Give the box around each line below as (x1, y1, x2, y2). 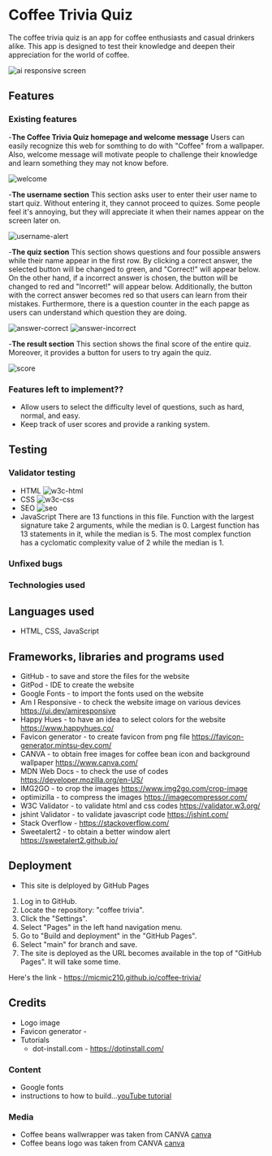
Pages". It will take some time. (19, 957, 121, 967)
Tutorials (19, 1035, 50, 1045)
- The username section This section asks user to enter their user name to (8, 189, 257, 199)
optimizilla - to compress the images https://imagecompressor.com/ (19, 793, 248, 802)
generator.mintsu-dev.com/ (19, 741, 112, 750)
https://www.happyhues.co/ (19, 724, 114, 733)
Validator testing (8, 467, 76, 479)
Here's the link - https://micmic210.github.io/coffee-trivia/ (8, 972, 201, 982)
